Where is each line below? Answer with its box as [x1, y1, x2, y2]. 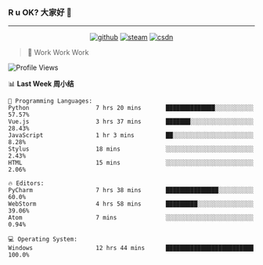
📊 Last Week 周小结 [8, 79, 74, 89]
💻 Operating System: [8, 235, 78, 244]
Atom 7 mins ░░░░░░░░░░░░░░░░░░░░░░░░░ [8, 214, 254, 222]
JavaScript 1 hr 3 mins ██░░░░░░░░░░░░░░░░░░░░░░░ [8, 132, 254, 140]
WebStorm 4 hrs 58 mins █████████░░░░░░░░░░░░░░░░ [8, 200, 254, 209]
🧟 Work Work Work [27, 48, 89, 57]
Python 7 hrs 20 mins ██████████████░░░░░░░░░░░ [8, 104, 254, 112]
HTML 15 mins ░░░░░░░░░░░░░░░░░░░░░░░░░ [8, 159, 254, 167]
